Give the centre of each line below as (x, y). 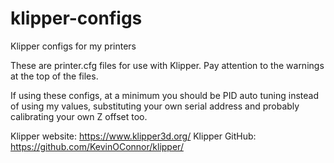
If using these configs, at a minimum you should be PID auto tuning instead (164, 95)
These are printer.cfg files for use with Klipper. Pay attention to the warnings (167, 65)
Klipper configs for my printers (73, 46)
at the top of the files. (54, 76)
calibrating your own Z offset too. (79, 116)
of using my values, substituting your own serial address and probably (155, 106)
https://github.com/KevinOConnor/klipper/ (97, 146)
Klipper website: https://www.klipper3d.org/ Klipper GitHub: (133, 136)
